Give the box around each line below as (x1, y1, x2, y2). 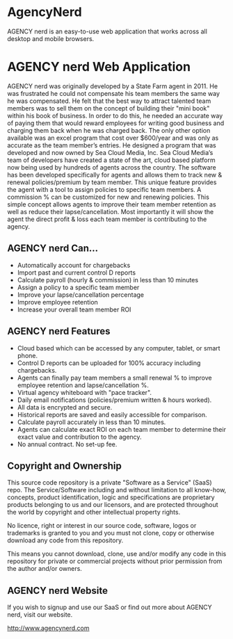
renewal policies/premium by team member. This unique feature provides (7, 178, 217, 186)
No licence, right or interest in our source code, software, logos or (7, 521, 197, 530)
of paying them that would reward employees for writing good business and (7, 119, 225, 127)
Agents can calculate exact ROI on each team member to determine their (17, 425, 226, 433)
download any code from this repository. (7, 536, 124, 544)
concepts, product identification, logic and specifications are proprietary (7, 493, 215, 501)
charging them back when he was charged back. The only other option (7, 126, 211, 134)
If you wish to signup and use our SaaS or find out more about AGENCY (7, 603, 212, 612)
